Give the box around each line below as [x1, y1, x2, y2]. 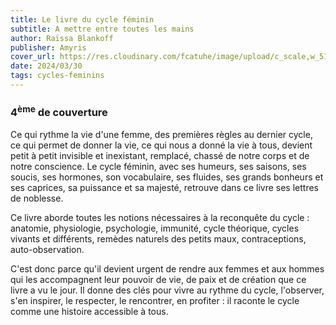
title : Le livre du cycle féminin [10, 14, 155, 25]
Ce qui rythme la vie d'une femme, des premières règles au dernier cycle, [10, 128, 313, 140]
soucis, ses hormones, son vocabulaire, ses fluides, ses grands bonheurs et [10, 171, 324, 183]
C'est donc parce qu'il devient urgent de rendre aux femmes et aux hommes [10, 262, 325, 275]
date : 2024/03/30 [10, 61, 83, 71]
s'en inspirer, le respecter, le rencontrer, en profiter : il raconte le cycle [10, 294, 300, 306]
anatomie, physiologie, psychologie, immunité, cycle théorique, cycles [10, 222, 300, 234]
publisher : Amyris [10, 42, 87, 53]
